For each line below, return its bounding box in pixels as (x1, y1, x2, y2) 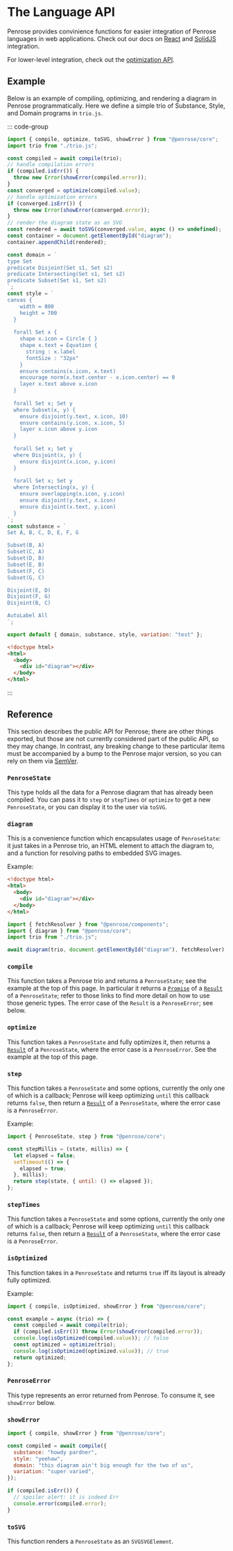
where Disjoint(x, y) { (13, 451, 82, 459)
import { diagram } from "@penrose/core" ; (7, 927, 132, 934)
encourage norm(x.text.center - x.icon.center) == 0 (19, 374, 175, 381)
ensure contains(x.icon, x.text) (19, 368, 116, 375)
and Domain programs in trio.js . (7, 108, 103, 117)
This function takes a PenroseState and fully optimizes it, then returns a (7, 1037, 210, 1046)
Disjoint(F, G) (7, 593, 51, 600)
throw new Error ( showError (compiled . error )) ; (13, 174, 148, 181)
